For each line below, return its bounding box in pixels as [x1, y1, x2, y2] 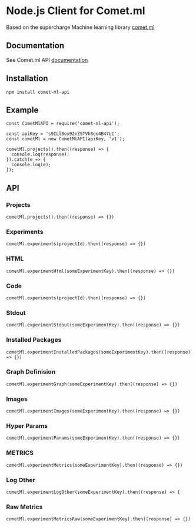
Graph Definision [6, 368, 56, 376]
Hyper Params [6, 422, 48, 430]
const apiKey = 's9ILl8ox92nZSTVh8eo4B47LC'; [6, 131, 119, 137]
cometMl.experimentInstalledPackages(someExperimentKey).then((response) [6, 349, 191, 355]
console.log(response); [11, 151, 69, 157]
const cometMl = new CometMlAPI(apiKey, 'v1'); [6, 136, 125, 142]
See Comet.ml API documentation [6, 56, 88, 63]
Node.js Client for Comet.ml [6, 4, 145, 18]
